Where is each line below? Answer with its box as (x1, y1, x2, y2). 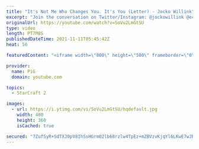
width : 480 (17, 112, 44, 118)
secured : (6, 134, 28, 140)
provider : (6, 63, 31, 69)
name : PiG (11, 69, 36, 74)
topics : (6, 85, 25, 90)
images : (6, 101, 25, 107)
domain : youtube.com (11, 74, 62, 80)
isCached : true (17, 122, 54, 129)
